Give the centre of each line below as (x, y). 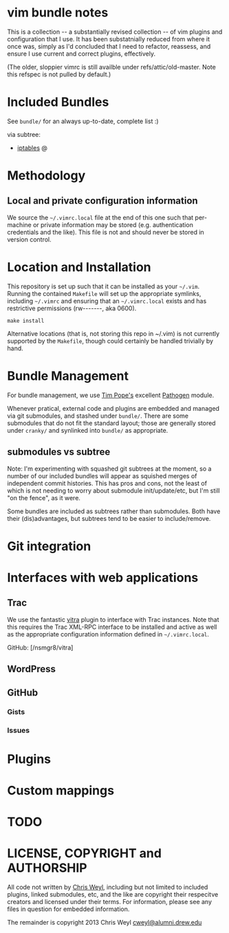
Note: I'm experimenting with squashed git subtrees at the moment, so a (109, 469)
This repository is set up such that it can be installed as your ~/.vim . (103, 286)
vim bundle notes (58, 13)
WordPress (32, 669)
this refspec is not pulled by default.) (59, 74)
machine (20, 224)
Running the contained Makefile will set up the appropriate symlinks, (104, 293)
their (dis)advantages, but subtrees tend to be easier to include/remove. (109, 518)
